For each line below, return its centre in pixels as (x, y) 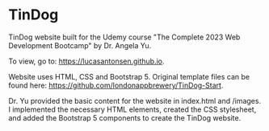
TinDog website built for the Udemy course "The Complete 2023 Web (124, 37)
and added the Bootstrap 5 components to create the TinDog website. (125, 117)
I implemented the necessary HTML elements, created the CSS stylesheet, (132, 109)
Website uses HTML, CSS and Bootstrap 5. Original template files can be (129, 76)
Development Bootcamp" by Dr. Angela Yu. (80, 45)
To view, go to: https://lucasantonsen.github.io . (86, 61)
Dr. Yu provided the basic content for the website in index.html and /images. (134, 100)
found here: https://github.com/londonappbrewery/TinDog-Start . (116, 85)
